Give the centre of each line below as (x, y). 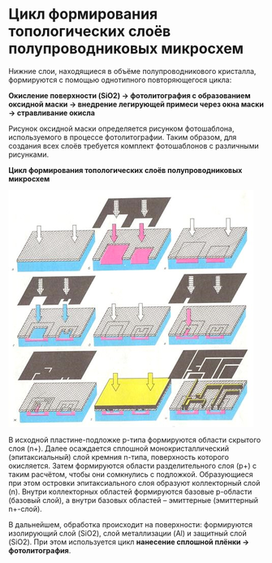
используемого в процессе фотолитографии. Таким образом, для (123, 137)
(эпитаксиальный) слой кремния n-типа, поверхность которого (119, 457)
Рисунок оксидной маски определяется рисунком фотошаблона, (121, 128)
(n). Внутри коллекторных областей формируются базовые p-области (130, 492)
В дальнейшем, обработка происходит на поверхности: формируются (131, 524)
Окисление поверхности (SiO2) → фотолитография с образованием (130, 95)
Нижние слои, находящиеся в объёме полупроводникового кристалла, (132, 71)
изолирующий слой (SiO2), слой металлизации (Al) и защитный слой (127, 533)
